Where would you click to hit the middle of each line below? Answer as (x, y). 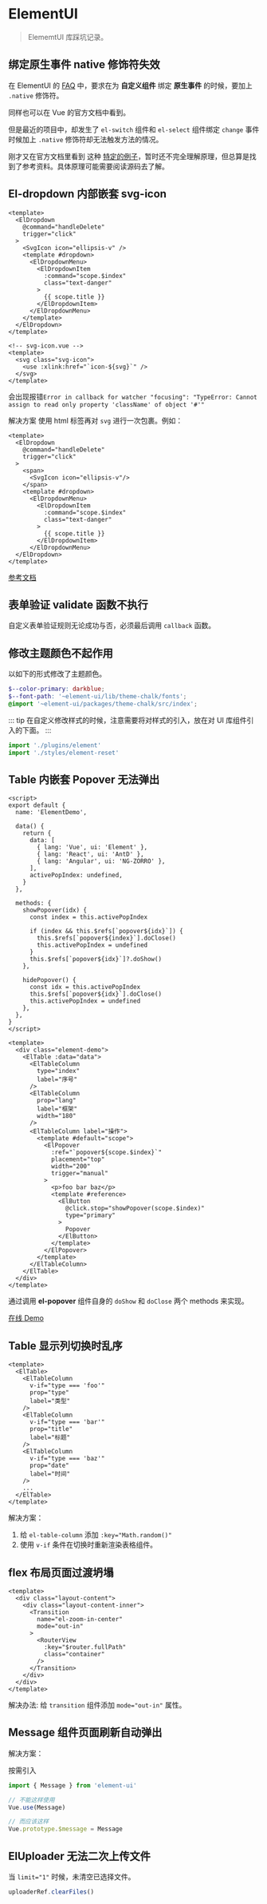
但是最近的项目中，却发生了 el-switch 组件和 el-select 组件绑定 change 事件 (134, 129)
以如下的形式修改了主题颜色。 (57, 674)
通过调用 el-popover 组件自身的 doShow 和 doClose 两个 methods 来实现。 (128, 1301)
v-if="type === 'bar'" (67, 1422)
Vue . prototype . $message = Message (66, 1829)
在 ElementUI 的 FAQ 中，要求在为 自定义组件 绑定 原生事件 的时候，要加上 (130, 85)
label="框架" (57, 1109)
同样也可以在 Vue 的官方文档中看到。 (69, 112)
